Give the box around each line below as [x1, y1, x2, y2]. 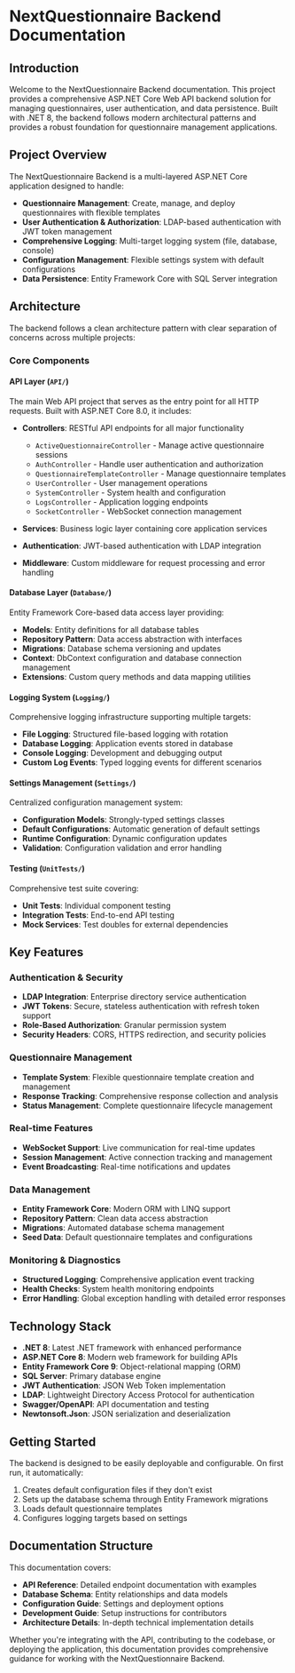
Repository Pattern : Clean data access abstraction [21, 1213, 209, 1223]
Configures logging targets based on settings [21, 1513, 188, 1524]
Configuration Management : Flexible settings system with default [21, 254, 264, 265]
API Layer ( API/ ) [9, 376, 69, 387]
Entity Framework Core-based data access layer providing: [9, 607, 224, 617]
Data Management [9, 1183, 91, 1196]
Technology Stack [9, 1318, 112, 1334]
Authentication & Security [9, 971, 124, 984]
